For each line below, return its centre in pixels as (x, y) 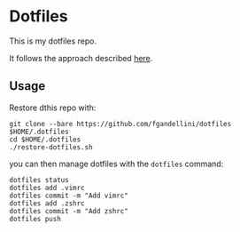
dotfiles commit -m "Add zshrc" (69, 211)
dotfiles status (39, 180)
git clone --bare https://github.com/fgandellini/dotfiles (120, 124)
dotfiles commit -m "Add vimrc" (69, 196)
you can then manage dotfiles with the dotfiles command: (116, 164)
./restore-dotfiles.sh (51, 147)
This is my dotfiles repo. (53, 41)
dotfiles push (35, 219)
